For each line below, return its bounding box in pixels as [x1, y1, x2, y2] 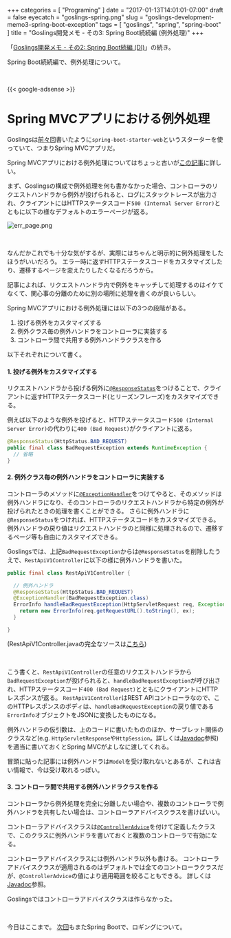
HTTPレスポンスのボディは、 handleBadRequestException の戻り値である [12, 702, 214, 710]
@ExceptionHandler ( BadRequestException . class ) [13, 595, 149, 601]
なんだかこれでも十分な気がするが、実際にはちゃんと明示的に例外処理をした [7, 248, 224, 257]
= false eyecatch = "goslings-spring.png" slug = [7, 13, 144, 21]
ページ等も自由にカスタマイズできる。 [12, 533, 122, 541]
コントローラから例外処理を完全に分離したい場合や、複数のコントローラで [7, 800, 218, 808]
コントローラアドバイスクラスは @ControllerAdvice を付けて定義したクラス [7, 822, 216, 831]
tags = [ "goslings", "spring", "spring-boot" [99, 21, 221, 28]
